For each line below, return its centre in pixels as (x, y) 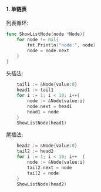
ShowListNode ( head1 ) (42, 123)
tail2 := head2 (35, 151)
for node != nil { (38, 40)
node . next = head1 (50, 106)
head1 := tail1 (35, 90)
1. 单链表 (16, 9)
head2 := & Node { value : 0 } (47, 146)
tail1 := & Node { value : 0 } (47, 85)
